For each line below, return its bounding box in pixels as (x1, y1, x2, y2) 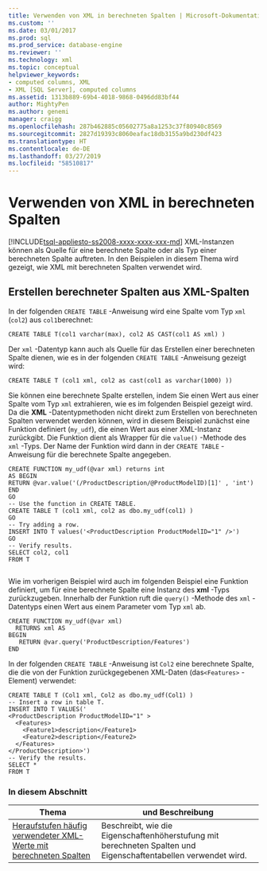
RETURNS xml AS (15, 624, 66, 632)
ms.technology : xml (8, 56, 73, 64)
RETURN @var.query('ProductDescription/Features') (18, 638, 191, 646)
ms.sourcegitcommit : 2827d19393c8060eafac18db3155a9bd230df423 (8, 130, 222, 138)
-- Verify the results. (8, 753, 87, 762)
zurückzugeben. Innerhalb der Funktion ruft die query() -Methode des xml (8, 593, 251, 603)
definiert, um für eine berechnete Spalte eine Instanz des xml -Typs (8, 585, 230, 594)
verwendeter (12, 830, 60, 842)
